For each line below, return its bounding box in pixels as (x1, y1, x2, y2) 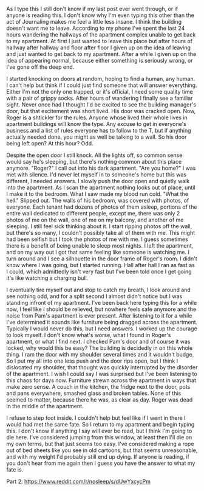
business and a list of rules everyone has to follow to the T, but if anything (6, 127, 191, 134)
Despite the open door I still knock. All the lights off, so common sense (6, 151, 183, 159)
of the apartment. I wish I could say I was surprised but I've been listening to (6, 371, 197, 377)
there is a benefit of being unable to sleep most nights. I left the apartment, (6, 242, 194, 249)
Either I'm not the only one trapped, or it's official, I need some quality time (6, 88, 193, 95)
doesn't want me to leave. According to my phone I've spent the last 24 (6, 24, 185, 32)
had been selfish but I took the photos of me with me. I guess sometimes (6, 235, 188, 243)
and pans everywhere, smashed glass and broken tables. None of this (6, 389, 182, 397)
